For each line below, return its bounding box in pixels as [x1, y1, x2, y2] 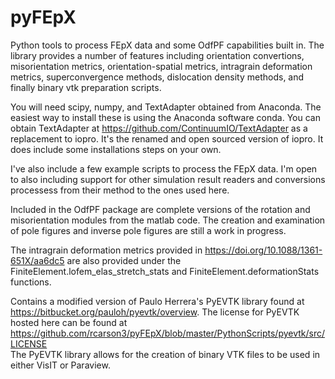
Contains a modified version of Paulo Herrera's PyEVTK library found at [10, 295, 305, 307]
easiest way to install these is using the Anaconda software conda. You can [10, 111, 321, 123]
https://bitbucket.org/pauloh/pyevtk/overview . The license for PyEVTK [10, 306, 300, 318]
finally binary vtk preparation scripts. [10, 81, 162, 93]
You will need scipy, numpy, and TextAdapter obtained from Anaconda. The [10, 101, 322, 113]
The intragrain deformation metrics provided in [10, 244, 203, 256]
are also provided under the [66, 254, 182, 266]
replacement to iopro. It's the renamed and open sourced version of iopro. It [10, 132, 324, 145]
